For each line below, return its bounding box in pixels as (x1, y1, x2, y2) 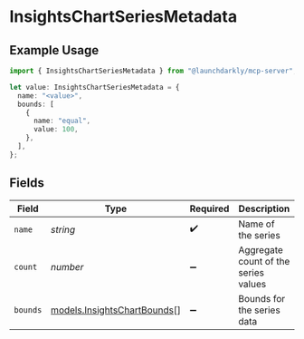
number (51, 260, 84, 273)
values (238, 277, 267, 290)
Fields (9, 175, 45, 191)
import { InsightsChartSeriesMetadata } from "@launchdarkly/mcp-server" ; (9, 66, 298, 75)
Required (189, 202, 230, 215)
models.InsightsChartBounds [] (51, 304, 181, 316)
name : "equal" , (33, 116, 91, 126)
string (51, 223, 76, 236)
